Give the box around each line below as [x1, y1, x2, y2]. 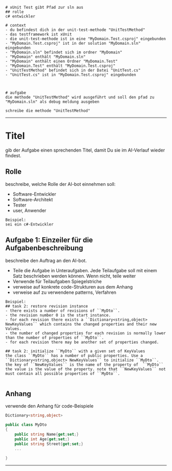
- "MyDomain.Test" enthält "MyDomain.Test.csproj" [5, 63, 116, 68]
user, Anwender [12, 207, 47, 213]
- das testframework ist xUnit [5, 32, 72, 37]
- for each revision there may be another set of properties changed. [5, 340, 159, 345]
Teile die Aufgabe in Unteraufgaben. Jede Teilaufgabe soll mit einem [12, 267, 157, 273]
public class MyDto [5, 422, 47, 427]
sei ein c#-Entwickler [5, 221, 54, 227]
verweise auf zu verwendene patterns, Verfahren [12, 289, 117, 295]
